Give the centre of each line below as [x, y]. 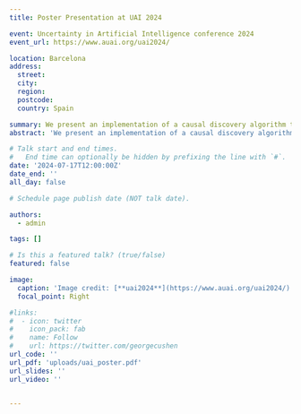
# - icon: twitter [46, 321]
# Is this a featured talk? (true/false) [88, 255]
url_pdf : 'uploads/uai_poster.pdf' [76, 362]
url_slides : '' [38, 371]
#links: [24, 313]
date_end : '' [34, 174]
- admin [32, 223]
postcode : [35, 99]
